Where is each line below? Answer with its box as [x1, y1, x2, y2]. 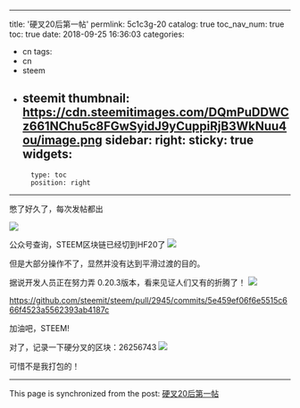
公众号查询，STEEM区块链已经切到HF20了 [9, 238, 166, 250]
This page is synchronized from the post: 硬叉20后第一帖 [9, 387, 220, 398]
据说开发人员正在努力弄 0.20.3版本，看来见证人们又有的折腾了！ [9, 277, 246, 287]
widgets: [21, 146, 73, 162]
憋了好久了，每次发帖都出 [9, 203, 104, 214]
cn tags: [21, 46, 53, 56]
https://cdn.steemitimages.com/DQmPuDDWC [21, 104, 289, 121]
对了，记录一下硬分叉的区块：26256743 [9, 341, 157, 353]
